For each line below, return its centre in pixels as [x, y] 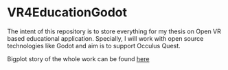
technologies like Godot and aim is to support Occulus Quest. [94, 46]
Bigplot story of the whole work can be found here [78, 58]
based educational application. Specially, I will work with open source [105, 38]
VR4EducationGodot [67, 13]
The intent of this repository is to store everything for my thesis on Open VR [114, 31]
